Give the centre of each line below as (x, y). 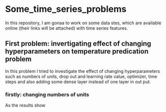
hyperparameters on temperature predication (77, 51)
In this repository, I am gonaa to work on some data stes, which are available (83, 23)
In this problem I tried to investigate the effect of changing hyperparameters (83, 71)
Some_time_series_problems (66, 9)
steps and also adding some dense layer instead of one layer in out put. (78, 82)
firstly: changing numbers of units (47, 94)
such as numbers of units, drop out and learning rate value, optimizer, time (81, 76)
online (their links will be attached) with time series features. (67, 28)
